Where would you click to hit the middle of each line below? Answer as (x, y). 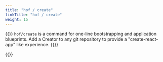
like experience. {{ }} (37, 45)
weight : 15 (17, 19)
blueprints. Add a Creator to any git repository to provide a (66, 39)
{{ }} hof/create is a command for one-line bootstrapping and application (81, 34)
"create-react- (143, 39)
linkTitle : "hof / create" (34, 15)
